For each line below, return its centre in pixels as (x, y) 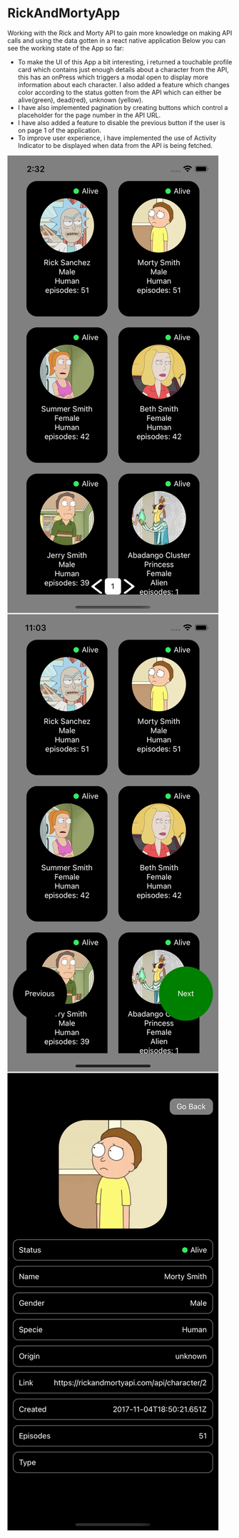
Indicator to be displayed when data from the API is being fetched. (115, 145)
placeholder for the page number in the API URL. (89, 115)
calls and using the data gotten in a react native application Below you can (117, 40)
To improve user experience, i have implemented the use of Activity (117, 138)
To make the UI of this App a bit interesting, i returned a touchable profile (125, 61)
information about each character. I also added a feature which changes (124, 84)
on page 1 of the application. (60, 130)
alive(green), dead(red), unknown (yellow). (81, 100)
